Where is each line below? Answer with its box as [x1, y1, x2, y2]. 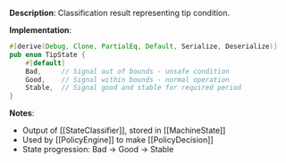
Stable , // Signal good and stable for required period [25, 84, 242, 93]
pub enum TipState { [9, 50, 87, 59]
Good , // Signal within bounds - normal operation [25, 75, 230, 84]
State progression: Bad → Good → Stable [21, 144, 174, 155]
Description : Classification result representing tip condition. [9, 8, 231, 18]
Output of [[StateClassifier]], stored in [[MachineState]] [21, 125, 226, 136]
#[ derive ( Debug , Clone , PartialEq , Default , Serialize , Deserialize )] [9, 42, 278, 51]
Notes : [9, 108, 35, 118]
